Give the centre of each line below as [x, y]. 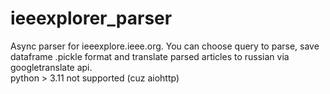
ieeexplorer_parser [91, 18]
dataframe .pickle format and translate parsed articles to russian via [150, 56]
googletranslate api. [51, 67]
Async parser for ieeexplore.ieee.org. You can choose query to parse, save [165, 46]
